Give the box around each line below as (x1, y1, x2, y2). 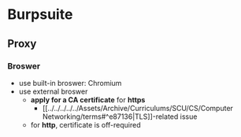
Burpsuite (7, 6, 73, 24)
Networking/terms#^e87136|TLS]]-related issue (42, 112, 198, 121)
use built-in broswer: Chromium (18, 78, 122, 87)
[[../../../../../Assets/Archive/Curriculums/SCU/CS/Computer (42, 103, 234, 113)
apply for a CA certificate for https (30, 94, 146, 104)
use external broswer (18, 87, 88, 96)
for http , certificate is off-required (30, 120, 141, 129)
